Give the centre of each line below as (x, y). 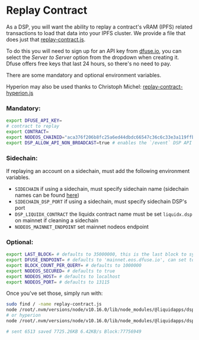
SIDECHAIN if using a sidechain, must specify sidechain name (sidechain (102, 188)
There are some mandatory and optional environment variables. (84, 75)
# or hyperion (24, 316)
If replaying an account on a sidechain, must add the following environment (98, 171)
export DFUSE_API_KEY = (34, 121)
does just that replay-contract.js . (46, 39)
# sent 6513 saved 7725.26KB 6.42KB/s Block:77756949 (74, 331)
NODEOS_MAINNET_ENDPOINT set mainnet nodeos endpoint (82, 226)
